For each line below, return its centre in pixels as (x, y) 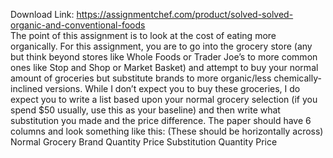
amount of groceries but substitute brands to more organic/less (141, 78)
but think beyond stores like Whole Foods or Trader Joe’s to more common (164, 57)
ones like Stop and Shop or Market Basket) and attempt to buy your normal (164, 67)
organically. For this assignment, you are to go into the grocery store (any (161, 46)
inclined (26, 88)
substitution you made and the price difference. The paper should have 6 (161, 120)
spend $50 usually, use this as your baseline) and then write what (145, 110)
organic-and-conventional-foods (78, 25)
